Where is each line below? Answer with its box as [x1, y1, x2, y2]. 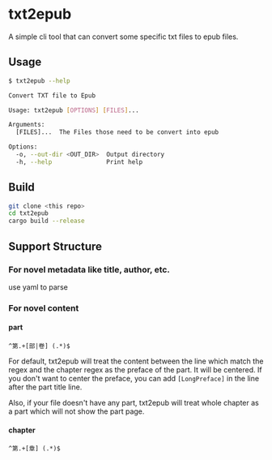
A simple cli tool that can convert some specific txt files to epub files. [8, 32, 239, 41]
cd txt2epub [8, 209, 49, 217]
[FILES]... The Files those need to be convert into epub [15, 128, 219, 136]
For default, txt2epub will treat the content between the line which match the [8, 356, 264, 366]
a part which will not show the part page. [8, 406, 145, 416]
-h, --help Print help [15, 157, 143, 166]
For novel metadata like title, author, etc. [8, 264, 170, 275]
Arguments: [8, 121, 45, 129]
